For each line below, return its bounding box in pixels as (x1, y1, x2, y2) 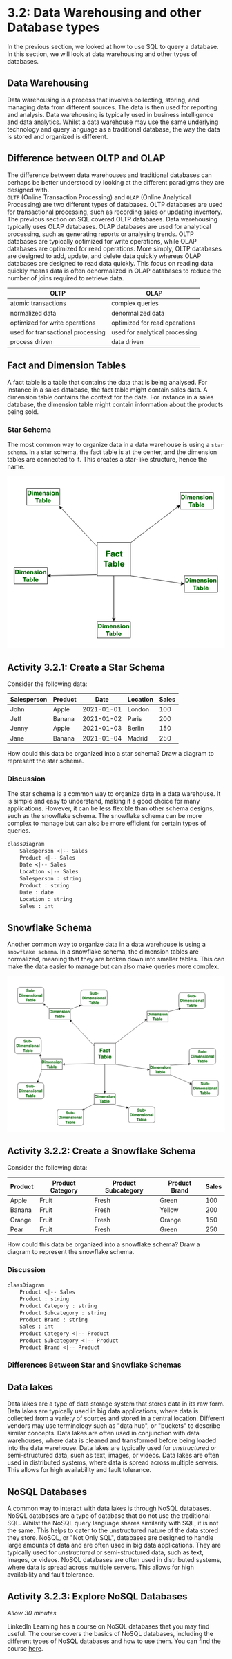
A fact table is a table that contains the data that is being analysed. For (7, 378, 208, 386)
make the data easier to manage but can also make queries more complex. (7, 962, 220, 970)
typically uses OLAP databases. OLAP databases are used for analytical (7, 222, 212, 230)
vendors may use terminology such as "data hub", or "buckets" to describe (7, 1422, 221, 1430)
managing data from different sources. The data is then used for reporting (7, 102, 217, 111)
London (127, 705, 150, 714)
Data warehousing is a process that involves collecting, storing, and (7, 96, 200, 104)
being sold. (7, 407, 39, 416)
